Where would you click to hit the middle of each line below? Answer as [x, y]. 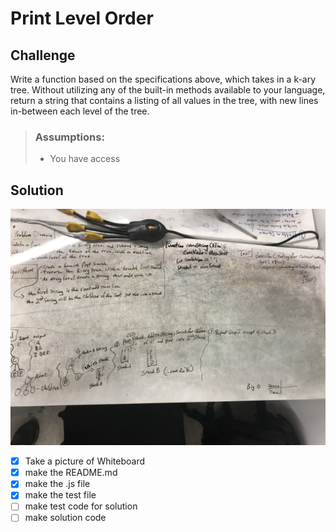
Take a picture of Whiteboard [85, 461]
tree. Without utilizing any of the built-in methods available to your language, [168, 90]
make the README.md [71, 473]
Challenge [43, 55]
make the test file [60, 495]
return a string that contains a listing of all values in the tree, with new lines [164, 100]
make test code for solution [81, 506]
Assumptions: [69, 137]
